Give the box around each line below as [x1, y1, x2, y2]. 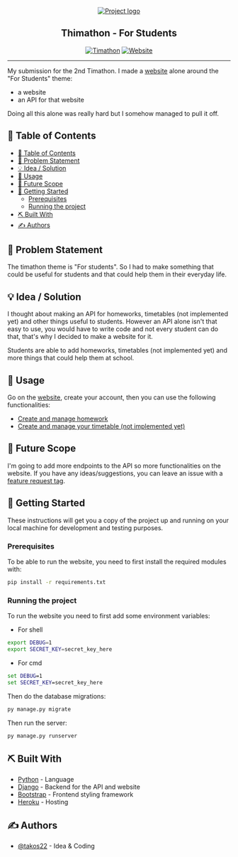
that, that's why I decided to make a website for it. [7, 333, 154, 341]
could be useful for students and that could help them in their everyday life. [7, 270, 227, 279]
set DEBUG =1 [7, 672, 42, 679]
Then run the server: [7, 718, 67, 727]
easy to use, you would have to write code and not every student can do [7, 325, 218, 333]
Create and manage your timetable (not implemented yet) [17, 422, 186, 431]
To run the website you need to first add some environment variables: [7, 612, 210, 620]
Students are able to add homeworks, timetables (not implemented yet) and [7, 346, 228, 355]
